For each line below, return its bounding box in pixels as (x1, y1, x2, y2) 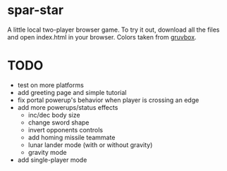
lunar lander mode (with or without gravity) (27, 140, 153, 149)
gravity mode (27, 148, 67, 156)
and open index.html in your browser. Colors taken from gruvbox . (7, 32, 197, 41)
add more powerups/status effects (17, 103, 118, 111)
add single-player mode (17, 156, 87, 164)
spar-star (7, 2, 64, 18)
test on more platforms (17, 80, 85, 89)
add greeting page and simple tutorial (17, 88, 127, 96)
